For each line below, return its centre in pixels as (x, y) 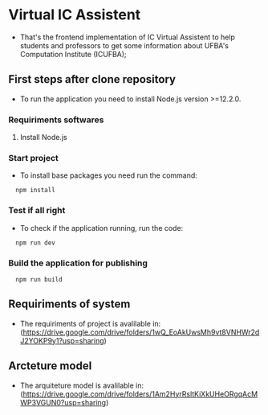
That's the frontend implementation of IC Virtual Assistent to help (127, 37)
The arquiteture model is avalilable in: (82, 385)
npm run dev (36, 243)
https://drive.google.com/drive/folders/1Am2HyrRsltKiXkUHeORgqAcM (140, 394)
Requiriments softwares (56, 120)
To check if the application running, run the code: (102, 228)
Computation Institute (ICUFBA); (73, 54)
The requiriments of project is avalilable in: (90, 323)
